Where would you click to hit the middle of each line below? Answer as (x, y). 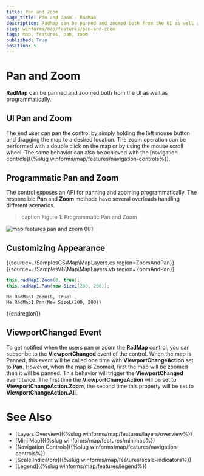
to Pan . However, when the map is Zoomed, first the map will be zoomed (97, 367)
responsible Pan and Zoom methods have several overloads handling (93, 199)
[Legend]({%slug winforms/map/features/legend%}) (81, 466)
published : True (27, 40)
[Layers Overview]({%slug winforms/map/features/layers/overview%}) (104, 434)
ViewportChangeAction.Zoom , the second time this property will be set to (100, 386)
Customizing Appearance (56, 248)
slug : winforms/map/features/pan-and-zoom (61, 29)
